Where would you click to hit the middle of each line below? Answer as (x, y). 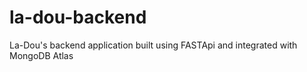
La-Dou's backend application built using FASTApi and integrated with (153, 45)
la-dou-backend (78, 17)
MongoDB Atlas (41, 55)
